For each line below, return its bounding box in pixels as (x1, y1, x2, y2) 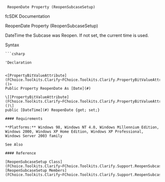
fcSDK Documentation (5, 13, 50, 19)
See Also (5, 142, 23, 147)
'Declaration (5, 60, 32, 65)
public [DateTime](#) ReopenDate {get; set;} (5, 108, 100, 112)
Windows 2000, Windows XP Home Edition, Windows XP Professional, (5, 129, 144, 134)
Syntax (5, 42, 20, 48)
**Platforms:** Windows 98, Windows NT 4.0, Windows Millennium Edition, (5, 125, 160, 130)
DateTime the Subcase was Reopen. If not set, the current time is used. (5, 33, 149, 38)
